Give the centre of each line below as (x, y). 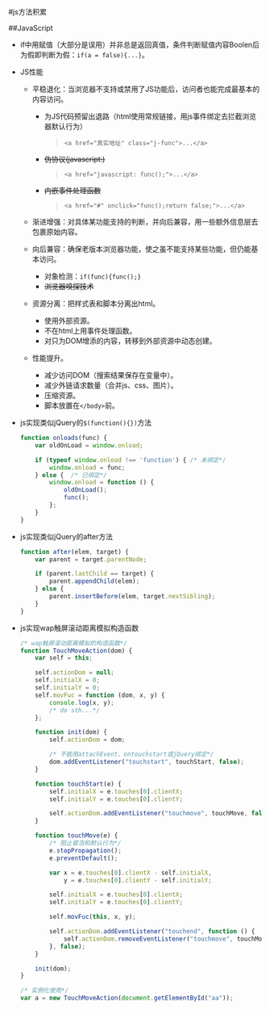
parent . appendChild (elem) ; (95, 581)
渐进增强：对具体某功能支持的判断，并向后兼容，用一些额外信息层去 (145, 222)
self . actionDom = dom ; (87, 740)
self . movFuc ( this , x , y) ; (93, 917)
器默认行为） (65, 126)
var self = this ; (64, 658)
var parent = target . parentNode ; (91, 559)
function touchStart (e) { (79, 784)
